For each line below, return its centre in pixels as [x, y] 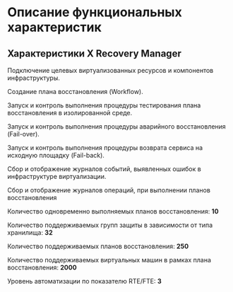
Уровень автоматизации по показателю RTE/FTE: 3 [84, 281]
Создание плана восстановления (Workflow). [75, 92]
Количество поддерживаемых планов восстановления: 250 [98, 246]
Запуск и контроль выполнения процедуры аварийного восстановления [116, 127]
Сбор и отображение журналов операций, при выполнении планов [109, 190]
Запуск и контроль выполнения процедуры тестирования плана [104, 105]
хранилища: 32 [30, 233]
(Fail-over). [24, 134]
